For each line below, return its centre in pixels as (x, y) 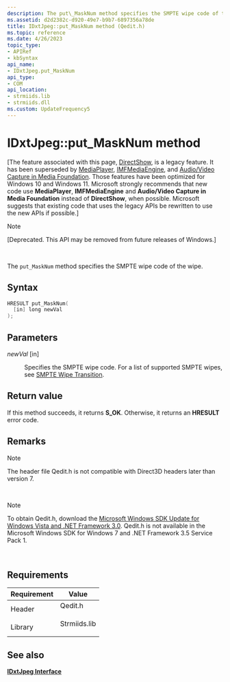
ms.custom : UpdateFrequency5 (49, 109)
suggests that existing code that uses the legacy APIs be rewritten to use (110, 206)
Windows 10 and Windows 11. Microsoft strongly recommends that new (107, 184)
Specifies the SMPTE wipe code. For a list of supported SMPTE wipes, (123, 367)
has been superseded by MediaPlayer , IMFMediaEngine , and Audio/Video (111, 169)
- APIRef (20, 52)
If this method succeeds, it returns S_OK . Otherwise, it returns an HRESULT (113, 413)
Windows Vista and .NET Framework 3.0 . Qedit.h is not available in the (106, 526)
